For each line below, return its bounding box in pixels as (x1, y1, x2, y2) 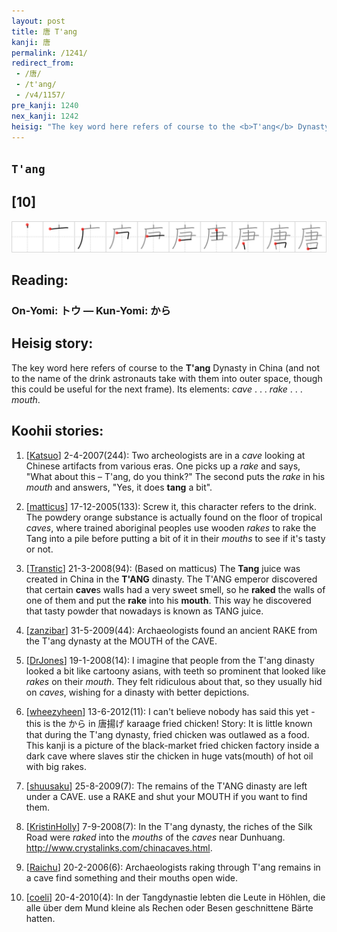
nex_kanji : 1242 (11, 111, 79, 121)
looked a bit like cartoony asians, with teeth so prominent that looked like (25, 665, 326, 677)
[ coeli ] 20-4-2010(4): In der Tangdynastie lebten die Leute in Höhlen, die (25, 891, 326, 903)
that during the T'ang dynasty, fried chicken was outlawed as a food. (25, 728, 310, 740)
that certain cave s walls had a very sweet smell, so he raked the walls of (25, 583, 326, 595)
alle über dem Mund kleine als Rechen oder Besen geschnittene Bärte (25, 901, 314, 914)
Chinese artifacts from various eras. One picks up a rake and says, (25, 460, 301, 472)
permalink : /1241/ (11, 48, 88, 58)
